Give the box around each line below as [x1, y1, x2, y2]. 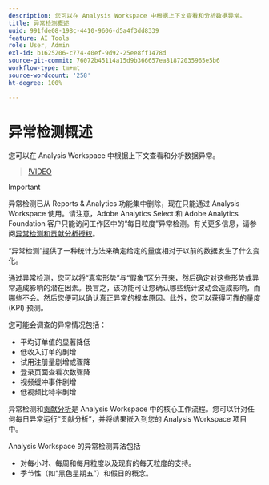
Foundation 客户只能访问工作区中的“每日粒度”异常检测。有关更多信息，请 [8, 219, 250, 228]
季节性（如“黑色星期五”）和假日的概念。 [19, 468, 154, 478]
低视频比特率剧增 [19, 387, 77, 397]
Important [8, 182, 41, 192]
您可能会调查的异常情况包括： [8, 320, 106, 329]
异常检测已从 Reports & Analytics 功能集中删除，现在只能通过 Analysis [8, 199, 240, 208]
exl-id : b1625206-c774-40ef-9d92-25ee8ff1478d [8, 49, 167, 57]
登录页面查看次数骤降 [19, 367, 90, 377]
